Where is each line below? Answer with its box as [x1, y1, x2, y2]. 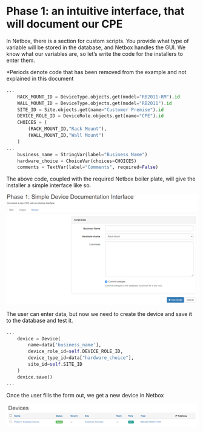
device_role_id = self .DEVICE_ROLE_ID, [28, 348, 123, 355]
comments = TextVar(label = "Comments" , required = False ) [17, 164, 159, 171]
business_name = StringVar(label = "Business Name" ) [17, 151, 148, 157]
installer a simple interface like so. [6, 182, 92, 189]
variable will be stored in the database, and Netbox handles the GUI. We [6, 44, 186, 51]
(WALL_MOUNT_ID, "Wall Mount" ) [28, 132, 104, 139]
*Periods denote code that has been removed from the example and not [6, 68, 187, 75]
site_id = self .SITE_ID [28, 362, 83, 368]
